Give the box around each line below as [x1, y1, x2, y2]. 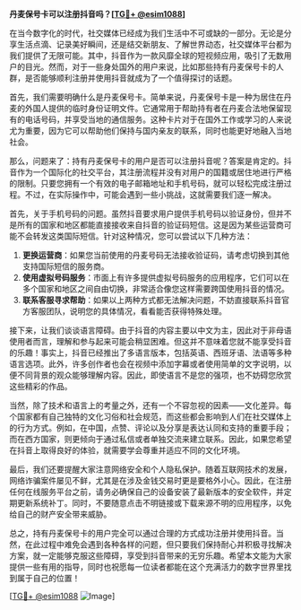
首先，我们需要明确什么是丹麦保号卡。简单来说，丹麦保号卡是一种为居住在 [9, 91, 284, 102]
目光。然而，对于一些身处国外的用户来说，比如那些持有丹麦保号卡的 [24, 62, 276, 72]
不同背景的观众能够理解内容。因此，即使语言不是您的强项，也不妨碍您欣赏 [16, 370, 292, 380]
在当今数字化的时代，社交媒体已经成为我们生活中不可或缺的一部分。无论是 [9, 28, 284, 39]
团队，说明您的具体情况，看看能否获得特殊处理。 [46, 306, 227, 317]
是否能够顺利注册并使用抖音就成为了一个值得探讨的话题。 [24, 73, 237, 83]
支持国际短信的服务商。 [21, 261, 109, 272]
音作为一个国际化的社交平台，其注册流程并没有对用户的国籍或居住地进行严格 [9, 167, 292, 178]
